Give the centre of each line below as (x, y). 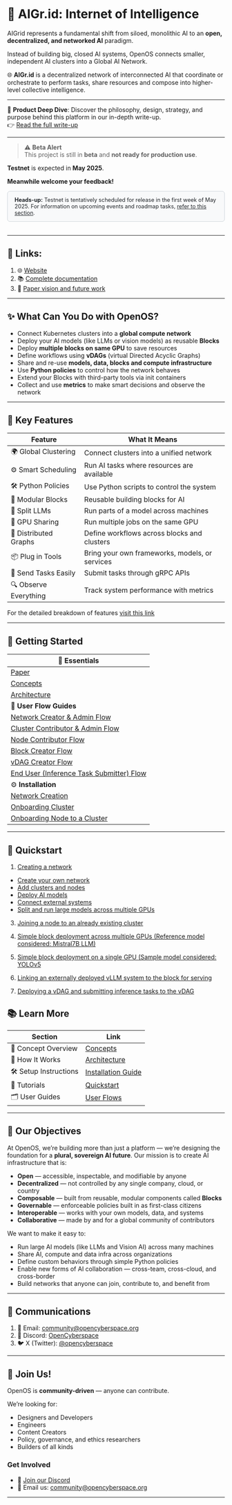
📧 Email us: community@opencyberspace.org (82, 1487)
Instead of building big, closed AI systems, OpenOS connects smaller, (106, 54)
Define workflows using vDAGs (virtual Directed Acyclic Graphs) (109, 355)
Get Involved (29, 1465)
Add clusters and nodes (51, 888)
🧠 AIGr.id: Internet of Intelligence (103, 14)
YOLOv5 (29, 964)
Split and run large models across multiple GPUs (86, 909)
